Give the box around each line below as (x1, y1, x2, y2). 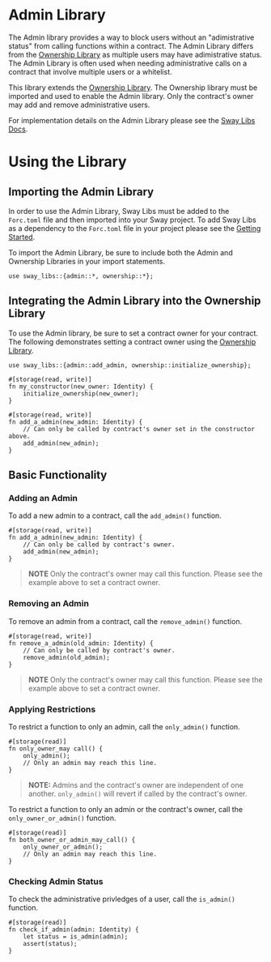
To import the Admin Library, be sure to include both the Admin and (8, 247, 233, 257)
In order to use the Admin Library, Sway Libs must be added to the (8, 206, 230, 216)
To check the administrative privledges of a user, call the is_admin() (8, 894, 236, 904)
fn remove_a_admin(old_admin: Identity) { (8, 639, 154, 648)
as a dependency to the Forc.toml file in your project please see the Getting (8, 223, 261, 233)
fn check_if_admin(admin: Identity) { (8, 926, 139, 934)
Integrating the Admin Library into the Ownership (8, 294, 261, 308)
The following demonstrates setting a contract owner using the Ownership (8, 336, 256, 346)
